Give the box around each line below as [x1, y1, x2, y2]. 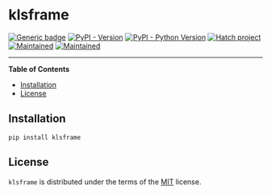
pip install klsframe [8, 133, 81, 141]
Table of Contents [8, 64, 70, 74]
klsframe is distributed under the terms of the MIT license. [8, 176, 202, 187]
